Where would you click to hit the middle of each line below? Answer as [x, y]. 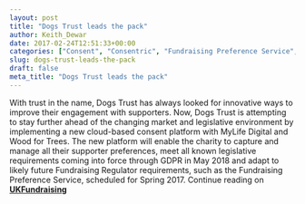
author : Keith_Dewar [49, 34]
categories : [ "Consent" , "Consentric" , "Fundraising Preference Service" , [154, 52]
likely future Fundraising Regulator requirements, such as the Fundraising [146, 170]
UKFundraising [38, 189]
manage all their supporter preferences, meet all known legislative [133, 151]
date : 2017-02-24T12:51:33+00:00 [73, 43]
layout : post [34, 18]
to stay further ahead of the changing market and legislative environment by [152, 121]
